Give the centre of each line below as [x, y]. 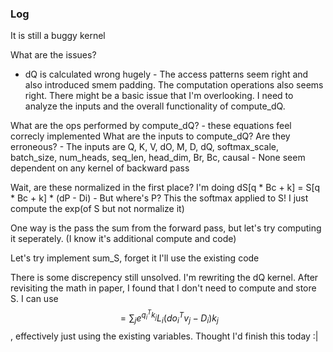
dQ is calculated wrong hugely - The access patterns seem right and [166, 74]
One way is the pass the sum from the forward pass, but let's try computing [166, 228]
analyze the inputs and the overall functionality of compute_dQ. [155, 106]
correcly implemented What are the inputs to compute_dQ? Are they [150, 136]
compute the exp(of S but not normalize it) [97, 209]
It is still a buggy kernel [58, 36]
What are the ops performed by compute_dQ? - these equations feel [151, 126]
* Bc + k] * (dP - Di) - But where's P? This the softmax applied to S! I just [159, 198]
